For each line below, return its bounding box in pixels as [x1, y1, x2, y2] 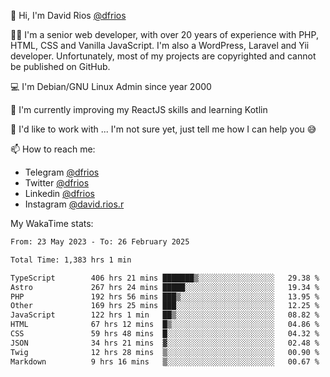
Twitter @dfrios [24, 177, 90, 189]
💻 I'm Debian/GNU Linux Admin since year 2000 [10, 81, 212, 92]
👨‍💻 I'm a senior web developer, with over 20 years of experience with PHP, [10, 29, 319, 40]
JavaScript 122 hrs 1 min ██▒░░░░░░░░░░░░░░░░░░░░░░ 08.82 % [10, 310, 320, 320]
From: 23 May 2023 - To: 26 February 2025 [10, 237, 190, 247]
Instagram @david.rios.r [24, 198, 125, 210]
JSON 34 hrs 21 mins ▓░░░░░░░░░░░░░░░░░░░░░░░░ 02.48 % [10, 338, 320, 348]
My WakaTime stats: [10, 218, 94, 229]
